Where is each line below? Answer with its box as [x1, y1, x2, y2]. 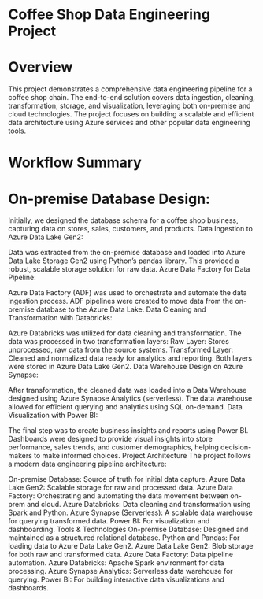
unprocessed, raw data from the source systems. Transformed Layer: [8, 345, 234, 355]
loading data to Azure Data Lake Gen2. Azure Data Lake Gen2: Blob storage [8, 542, 254, 551]
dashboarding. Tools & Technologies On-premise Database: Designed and [8, 525, 249, 534]
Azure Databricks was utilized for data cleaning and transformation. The [8, 328, 242, 338]
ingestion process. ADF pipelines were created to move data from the [8, 297, 234, 306]
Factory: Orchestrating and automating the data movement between [8, 491, 229, 501]
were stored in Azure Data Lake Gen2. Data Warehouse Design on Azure [8, 362, 243, 372]
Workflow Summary [8, 153, 142, 172]
